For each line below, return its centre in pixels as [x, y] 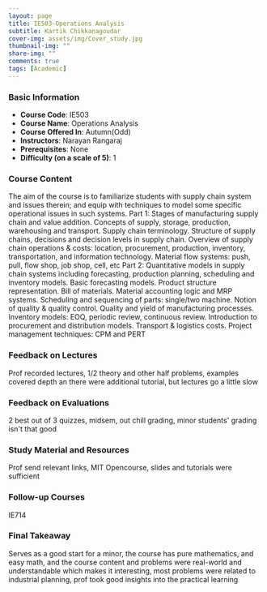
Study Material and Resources [69, 449]
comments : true [34, 62]
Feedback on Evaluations [59, 402]
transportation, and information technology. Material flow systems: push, [129, 257]
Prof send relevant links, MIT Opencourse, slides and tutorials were [120, 468]
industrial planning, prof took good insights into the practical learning [123, 579]
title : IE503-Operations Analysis [67, 24]
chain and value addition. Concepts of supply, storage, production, [119, 222]
